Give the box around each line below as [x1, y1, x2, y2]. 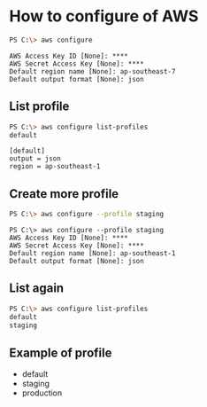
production [21, 387, 63, 398]
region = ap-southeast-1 [9, 162, 101, 171]
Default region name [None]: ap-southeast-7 [9, 67, 176, 76]
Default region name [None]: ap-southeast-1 [9, 249, 176, 258]
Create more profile [9, 186, 119, 201]
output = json [9, 154, 62, 163]
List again [9, 281, 65, 296]
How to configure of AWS [9, 6, 199, 27]
